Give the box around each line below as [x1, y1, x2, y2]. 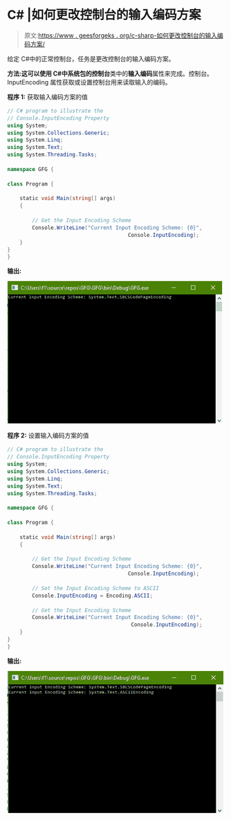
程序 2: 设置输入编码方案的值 [7, 431, 89, 440]
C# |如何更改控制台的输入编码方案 [7, 7, 201, 23]
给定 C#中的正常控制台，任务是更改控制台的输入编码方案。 [7, 54, 175, 63]
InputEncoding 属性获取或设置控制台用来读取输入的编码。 [7, 78, 172, 86]
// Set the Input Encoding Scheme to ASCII [32, 585, 159, 591]
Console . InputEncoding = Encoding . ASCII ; [32, 592, 154, 599]
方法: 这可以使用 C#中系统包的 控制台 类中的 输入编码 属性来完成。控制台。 [7, 69, 213, 78]
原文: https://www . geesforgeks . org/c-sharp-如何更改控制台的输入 [24, 31, 218, 39]
